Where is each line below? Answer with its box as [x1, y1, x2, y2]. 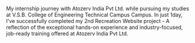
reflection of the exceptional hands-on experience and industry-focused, [6, 24, 183, 31]
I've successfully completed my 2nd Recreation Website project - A [6, 18, 170, 24]
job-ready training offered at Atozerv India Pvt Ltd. [6, 30, 128, 37]
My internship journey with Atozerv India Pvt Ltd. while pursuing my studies [6, 5, 190, 12]
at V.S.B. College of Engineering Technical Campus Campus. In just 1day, [6, 11, 183, 18]
